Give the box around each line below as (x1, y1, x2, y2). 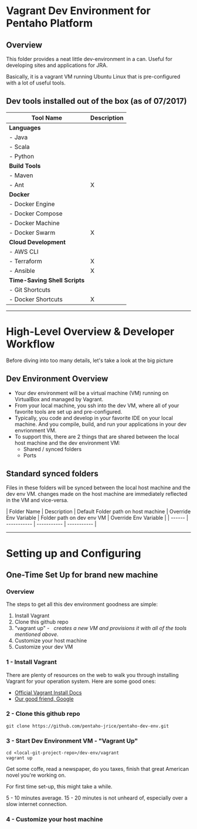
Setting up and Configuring (6, 547, 141, 560)
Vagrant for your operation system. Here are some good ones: (6, 678, 157, 685)
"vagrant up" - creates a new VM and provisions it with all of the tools (14, 625, 187, 632)
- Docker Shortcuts (9, 295, 63, 303)
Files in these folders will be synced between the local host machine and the (6, 484, 191, 491)
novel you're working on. (6, 772, 66, 779)
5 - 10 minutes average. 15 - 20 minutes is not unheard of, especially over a (6, 794, 188, 801)
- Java (9, 133, 28, 141)
